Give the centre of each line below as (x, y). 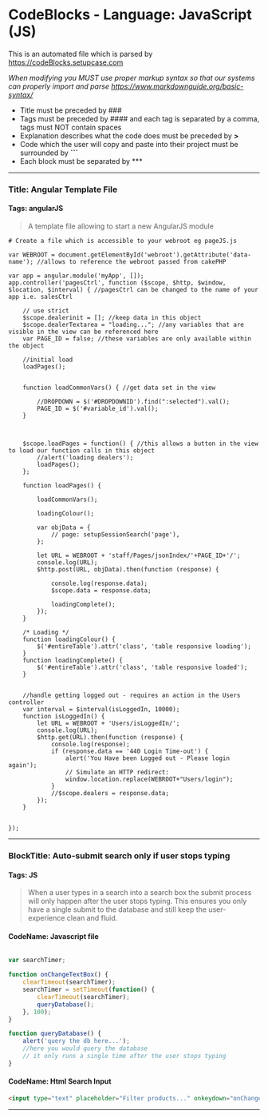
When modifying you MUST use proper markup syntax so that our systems (132, 78)
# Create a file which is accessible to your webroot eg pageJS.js (123, 241)
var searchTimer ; (37, 961)
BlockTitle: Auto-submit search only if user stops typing (119, 855)
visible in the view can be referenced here (83, 332)
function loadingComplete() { (73, 661)
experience (46, 918)
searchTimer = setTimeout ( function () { (89, 990)
